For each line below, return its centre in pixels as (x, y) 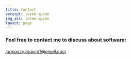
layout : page (19, 23)
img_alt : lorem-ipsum (27, 18)
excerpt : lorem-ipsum (27, 14)
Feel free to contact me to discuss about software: (66, 40)
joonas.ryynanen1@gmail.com (36, 51)
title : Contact (21, 9)
